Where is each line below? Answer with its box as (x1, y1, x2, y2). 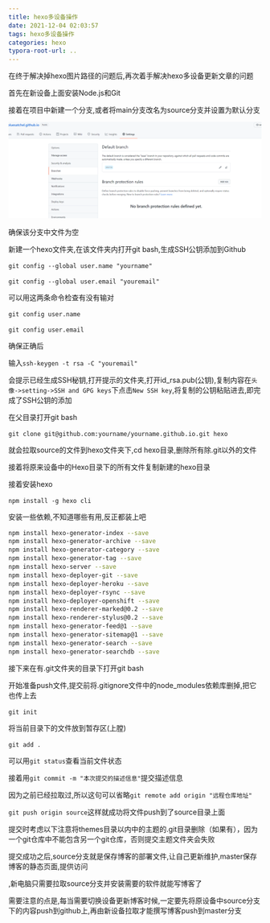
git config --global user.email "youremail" (8, 278, 160, 286)
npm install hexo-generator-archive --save (8, 538, 157, 546)
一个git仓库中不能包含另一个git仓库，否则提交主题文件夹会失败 (8, 834, 215, 844)
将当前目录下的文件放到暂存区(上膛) (8, 723, 127, 732)
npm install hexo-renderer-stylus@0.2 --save (8, 614, 163, 622)
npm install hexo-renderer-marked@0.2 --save (8, 605, 163, 613)
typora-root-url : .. (8, 47, 78, 56)
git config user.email (8, 326, 84, 334)
